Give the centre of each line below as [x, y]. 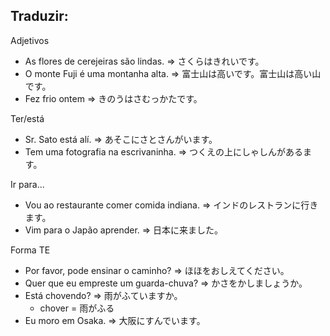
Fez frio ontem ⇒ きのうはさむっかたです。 [113, 98]
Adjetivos [30, 40]
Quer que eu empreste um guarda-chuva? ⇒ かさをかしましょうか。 [166, 283]
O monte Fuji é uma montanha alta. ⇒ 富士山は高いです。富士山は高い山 [173, 73]
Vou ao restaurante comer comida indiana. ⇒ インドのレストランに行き [171, 205]
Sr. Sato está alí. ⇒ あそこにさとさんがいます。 [121, 139]
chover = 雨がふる [77, 308]
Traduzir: [39, 16]
